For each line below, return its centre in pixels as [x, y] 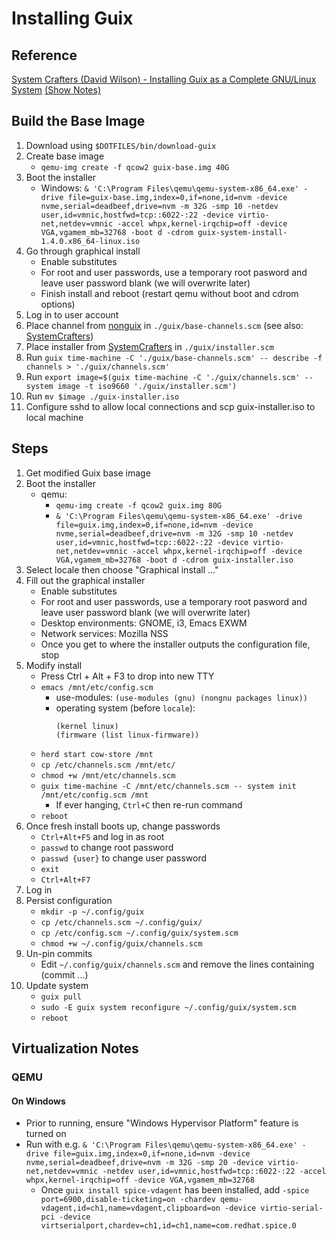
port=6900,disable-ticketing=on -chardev [128, 1200]
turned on [46, 1134]
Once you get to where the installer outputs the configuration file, [175, 644]
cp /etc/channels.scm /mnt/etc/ [108, 765]
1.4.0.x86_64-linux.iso [90, 241]
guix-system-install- [242, 232]
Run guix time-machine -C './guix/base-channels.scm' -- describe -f [174, 357]
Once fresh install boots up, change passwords [123, 826]
